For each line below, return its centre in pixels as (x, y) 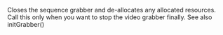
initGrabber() (26, 24)
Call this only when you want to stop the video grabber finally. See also (110, 17)
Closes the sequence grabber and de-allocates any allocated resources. (111, 10)
